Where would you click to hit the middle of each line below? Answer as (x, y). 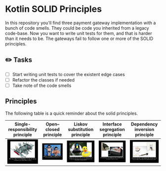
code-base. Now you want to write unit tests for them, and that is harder (79, 33)
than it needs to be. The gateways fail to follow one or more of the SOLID (79, 39)
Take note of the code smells (42, 85)
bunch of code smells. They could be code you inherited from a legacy (77, 28)
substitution (81, 129)
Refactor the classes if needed (43, 80)
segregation (112, 129)
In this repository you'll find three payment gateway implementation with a (81, 23)
